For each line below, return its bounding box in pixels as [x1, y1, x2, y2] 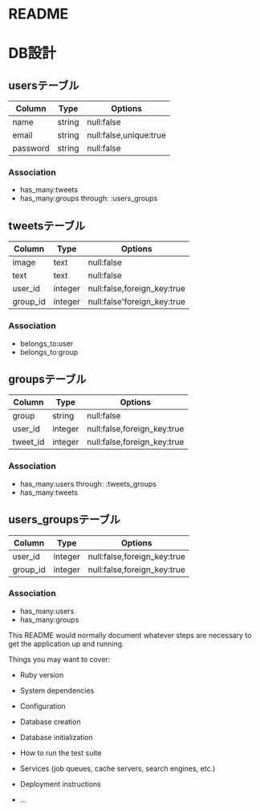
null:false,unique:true [87, 130, 167, 141]
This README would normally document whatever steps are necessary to [8, 630, 252, 640]
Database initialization [19, 732, 94, 742]
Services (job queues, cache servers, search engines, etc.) [19, 764, 216, 773]
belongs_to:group [19, 347, 79, 356]
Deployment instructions [19, 779, 102, 788]
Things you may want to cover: [8, 654, 111, 664]
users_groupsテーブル [8, 513, 120, 527]
